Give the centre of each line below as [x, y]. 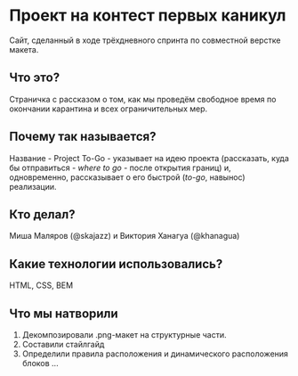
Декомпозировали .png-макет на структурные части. [124, 335]
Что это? [35, 78]
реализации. [33, 186]
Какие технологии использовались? [116, 264]
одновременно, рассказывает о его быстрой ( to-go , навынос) [128, 177]
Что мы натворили [64, 313]
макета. [24, 49]
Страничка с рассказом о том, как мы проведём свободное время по [143, 99]
